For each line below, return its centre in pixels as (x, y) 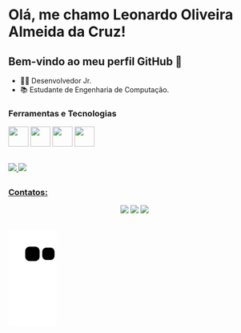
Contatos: (28, 193)
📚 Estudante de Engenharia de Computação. (94, 89)
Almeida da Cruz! (67, 32)
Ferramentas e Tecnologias (62, 113)
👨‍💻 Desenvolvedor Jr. (56, 81)
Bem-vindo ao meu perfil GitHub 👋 (95, 61)
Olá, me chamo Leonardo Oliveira (121, 15)
